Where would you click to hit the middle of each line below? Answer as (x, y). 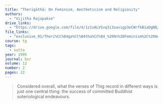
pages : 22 (15, 73)
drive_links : (18, 23)
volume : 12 (16, 63)
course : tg (16, 41)
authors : (14, 14)
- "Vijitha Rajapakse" (32, 18)
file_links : (17, 32)
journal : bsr (18, 59)
